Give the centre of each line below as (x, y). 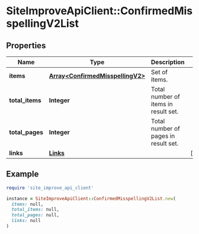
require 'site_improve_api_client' (50, 188)
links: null (26, 221)
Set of (159, 72)
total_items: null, (36, 210)
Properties (26, 45)
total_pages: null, (36, 215)
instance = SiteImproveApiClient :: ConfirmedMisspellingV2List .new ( (91, 198)
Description (168, 62)
